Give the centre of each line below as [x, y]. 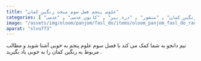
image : [14, 23]
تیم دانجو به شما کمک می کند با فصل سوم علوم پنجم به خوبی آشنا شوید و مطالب [96, 45]
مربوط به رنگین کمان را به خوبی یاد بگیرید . [54, 52]
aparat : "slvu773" [29, 28]
